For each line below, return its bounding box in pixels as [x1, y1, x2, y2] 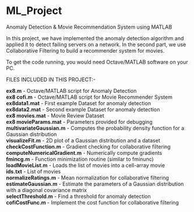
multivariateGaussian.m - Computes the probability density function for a [6, 124, 185, 131]
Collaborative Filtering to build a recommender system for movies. [6, 47, 165, 54]
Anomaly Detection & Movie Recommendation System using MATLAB [6, 23, 172, 30]
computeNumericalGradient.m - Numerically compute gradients [6, 149, 163, 156]
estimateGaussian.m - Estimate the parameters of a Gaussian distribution [6, 180, 184, 187]
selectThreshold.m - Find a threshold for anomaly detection [6, 193, 151, 200]
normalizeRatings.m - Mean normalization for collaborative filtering [6, 174, 169, 181]
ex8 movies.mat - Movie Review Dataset [6, 112, 105, 119]
